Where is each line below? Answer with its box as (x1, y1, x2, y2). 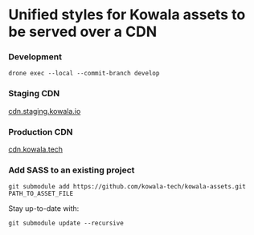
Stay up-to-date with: (8, 204, 80, 213)
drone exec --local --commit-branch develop (8, 70, 160, 78)
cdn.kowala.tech (8, 144, 63, 154)
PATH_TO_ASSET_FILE (8, 190, 74, 198)
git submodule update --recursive (8, 219, 125, 228)
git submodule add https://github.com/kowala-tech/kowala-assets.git (8, 183, 247, 191)
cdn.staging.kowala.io (8, 106, 81, 115)
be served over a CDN (8, 22, 158, 41)
